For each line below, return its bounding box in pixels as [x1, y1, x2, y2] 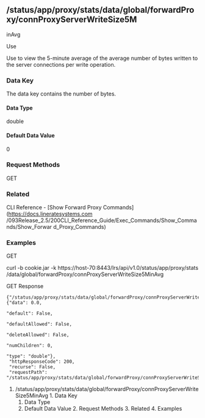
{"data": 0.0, [6, 300, 43, 306]
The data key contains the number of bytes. [6, 90, 117, 97]
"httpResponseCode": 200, [9, 359, 75, 365]
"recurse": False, [9, 364, 56, 370]
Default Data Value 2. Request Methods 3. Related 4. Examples [24, 405, 182, 412]
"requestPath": [9, 370, 48, 376]
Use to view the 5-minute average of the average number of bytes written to [6, 54, 198, 62]
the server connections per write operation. [6, 61, 116, 68]
